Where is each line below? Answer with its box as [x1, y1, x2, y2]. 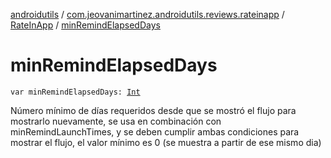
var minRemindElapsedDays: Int [10, 87, 141, 97]
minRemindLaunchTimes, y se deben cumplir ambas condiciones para [10, 125, 300, 138]
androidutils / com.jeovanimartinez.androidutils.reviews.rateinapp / [10, 9, 285, 20]
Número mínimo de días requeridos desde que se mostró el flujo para [10, 104, 297, 116]
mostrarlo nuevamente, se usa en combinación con [10, 115, 222, 127]
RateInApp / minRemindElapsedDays [10, 19, 161, 31]
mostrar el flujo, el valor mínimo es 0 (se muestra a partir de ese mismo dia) [10, 136, 322, 148]
